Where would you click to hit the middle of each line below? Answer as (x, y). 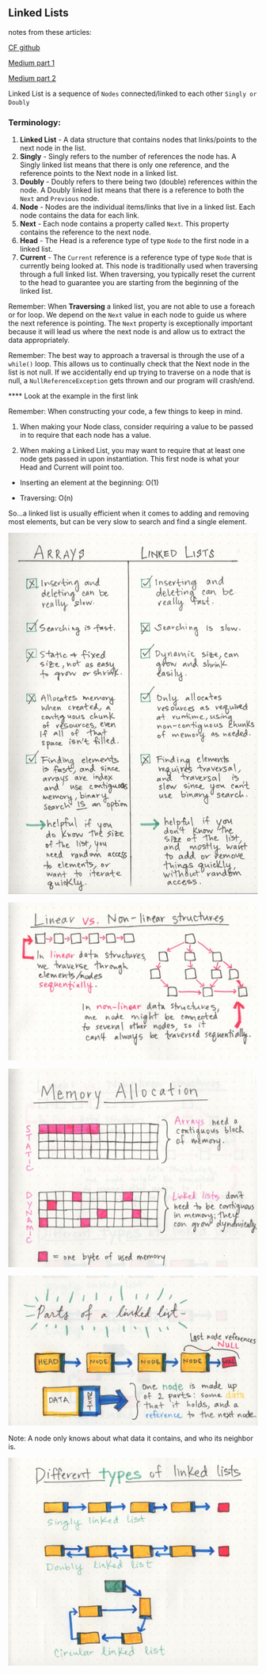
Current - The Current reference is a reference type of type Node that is (136, 257)
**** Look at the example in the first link (73, 396)
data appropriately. (39, 341)
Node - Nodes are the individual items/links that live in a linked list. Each (137, 207)
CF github (25, 48)
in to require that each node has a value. (85, 436)
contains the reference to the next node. (85, 232)
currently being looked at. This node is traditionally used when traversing (139, 266)
